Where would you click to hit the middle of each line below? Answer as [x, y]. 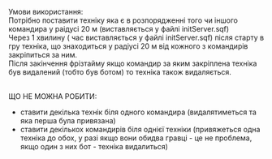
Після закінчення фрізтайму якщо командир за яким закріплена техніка [133, 63]
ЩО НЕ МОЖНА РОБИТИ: [53, 96]
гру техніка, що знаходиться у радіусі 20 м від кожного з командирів [128, 46]
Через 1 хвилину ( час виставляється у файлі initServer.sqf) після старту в [136, 37]
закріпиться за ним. [43, 55]
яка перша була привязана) [68, 120]
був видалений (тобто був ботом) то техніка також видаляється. [120, 72]
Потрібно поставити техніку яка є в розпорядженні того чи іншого [123, 20]
